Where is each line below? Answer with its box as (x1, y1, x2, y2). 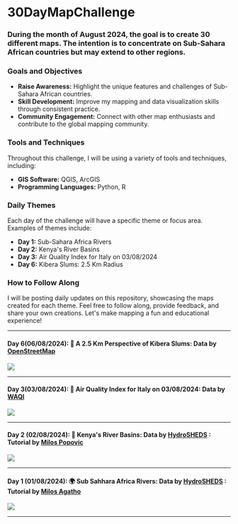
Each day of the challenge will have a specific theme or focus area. (7, 217, 203, 224)
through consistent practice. (17, 105, 101, 113)
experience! (7, 317, 42, 325)
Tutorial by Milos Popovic (7, 438, 84, 447)
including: (7, 161, 37, 170)
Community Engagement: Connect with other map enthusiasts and (17, 113, 215, 121)
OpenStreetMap (7, 346, 56, 355)
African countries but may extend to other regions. (7, 47, 186, 57)
